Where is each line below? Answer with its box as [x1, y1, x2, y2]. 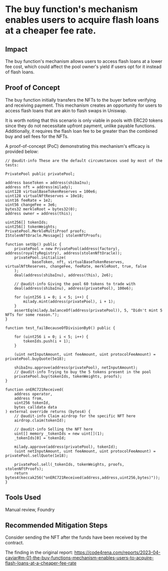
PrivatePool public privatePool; [5, 171, 75, 177]
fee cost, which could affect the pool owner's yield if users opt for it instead [5, 64, 161, 69]
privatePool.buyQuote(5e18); [5, 356, 66, 361]
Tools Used [5, 493, 41, 502]
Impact [5, 45, 28, 53]
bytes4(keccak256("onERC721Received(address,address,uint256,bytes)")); [5, 475, 160, 480]
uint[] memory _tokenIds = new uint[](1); [14, 431, 104, 436]
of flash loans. [5, 69, 35, 75]
